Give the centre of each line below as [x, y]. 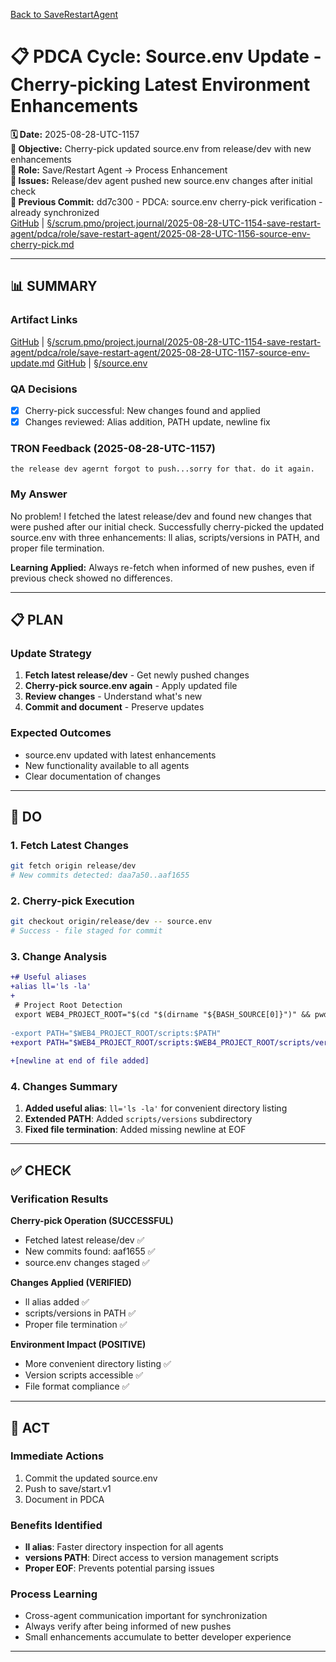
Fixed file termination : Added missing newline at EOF [135, 1130]
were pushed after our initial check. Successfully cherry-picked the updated [167, 526]
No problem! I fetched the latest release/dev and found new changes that [161, 516]
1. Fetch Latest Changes [69, 845]
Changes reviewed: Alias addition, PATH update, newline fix [147, 421]
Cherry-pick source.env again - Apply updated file [131, 686]
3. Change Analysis [59, 957]
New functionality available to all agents [107, 765]
